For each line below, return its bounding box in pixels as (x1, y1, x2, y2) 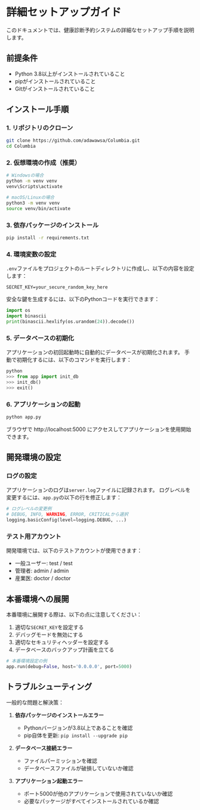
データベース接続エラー (14, 744, 73, 751)
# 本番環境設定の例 (6, 658, 48, 665)
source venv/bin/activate (6, 205, 70, 211)
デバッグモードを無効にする (14, 631, 84, 638)
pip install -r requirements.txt (6, 235, 90, 241)
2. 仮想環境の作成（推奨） (6, 159, 81, 167)
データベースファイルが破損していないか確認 (23, 765, 134, 772)
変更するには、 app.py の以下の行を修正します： (6, 494, 122, 501)
